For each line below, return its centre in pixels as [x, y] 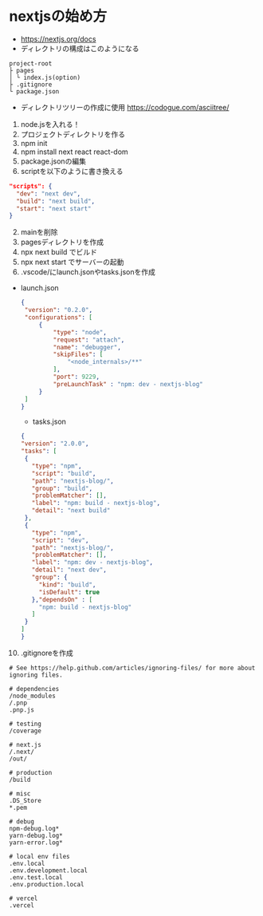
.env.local [27, 863]
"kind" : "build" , [67, 584]
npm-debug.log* [34, 828]
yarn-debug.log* [36, 835]
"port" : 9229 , [77, 377]
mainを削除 [39, 232]
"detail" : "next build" [71, 511]
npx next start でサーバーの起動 [72, 262]
